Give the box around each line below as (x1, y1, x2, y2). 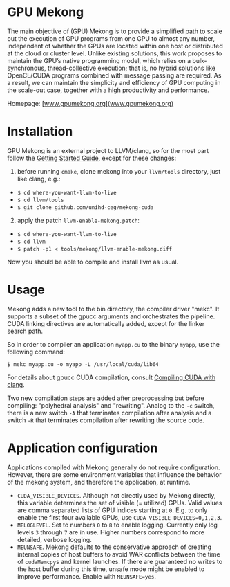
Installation (7, 124, 73, 139)
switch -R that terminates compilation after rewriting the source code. (7, 416, 205, 424)
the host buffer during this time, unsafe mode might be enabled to (17, 565, 205, 573)
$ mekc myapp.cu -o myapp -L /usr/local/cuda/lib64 (7, 361, 159, 368)
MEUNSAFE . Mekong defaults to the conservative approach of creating (17, 543, 212, 551)
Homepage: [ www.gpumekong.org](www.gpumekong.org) (7, 99, 174, 107)
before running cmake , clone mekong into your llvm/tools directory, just (17, 167, 221, 175)
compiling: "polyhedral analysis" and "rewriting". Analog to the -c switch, (7, 401, 215, 409)
